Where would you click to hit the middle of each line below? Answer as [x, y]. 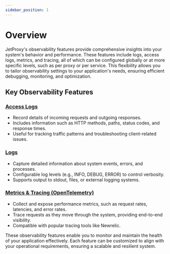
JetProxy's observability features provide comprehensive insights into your [84, 49]
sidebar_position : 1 [27, 10]
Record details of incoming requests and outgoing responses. [77, 118]
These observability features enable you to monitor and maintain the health [84, 235]
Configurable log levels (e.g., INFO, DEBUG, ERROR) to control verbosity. [89, 174]
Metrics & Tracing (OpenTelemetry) [50, 193]
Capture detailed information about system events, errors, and [78, 164]
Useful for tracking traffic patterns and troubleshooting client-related [84, 134]
